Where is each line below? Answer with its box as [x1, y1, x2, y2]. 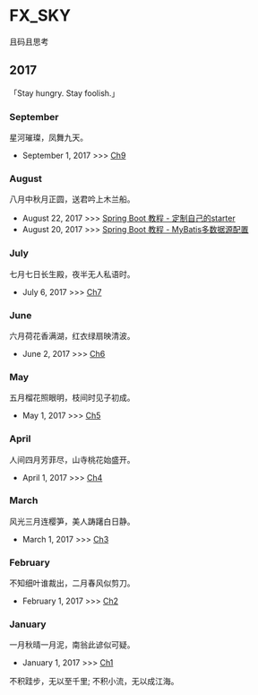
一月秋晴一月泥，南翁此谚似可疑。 [9, 639, 135, 650]
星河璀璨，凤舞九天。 [9, 132, 88, 143]
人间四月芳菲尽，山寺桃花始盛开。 [9, 454, 135, 465]
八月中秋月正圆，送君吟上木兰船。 [9, 194, 135, 204]
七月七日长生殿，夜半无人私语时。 [9, 268, 135, 279]
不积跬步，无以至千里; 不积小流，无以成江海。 [9, 676, 179, 687]
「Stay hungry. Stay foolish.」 [9, 87, 120, 99]
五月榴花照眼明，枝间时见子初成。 [9, 392, 135, 404]
